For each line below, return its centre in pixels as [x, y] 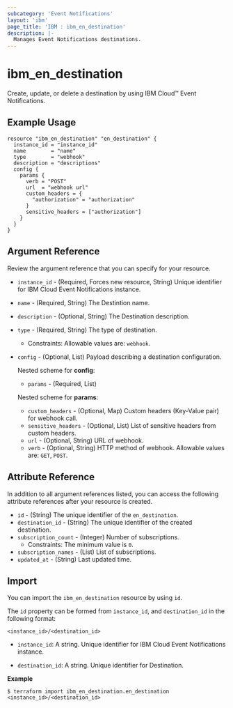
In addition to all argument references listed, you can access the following [113, 494]
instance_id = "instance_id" [56, 145]
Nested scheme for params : [58, 397]
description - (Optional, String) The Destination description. [103, 316]
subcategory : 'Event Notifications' [60, 14]
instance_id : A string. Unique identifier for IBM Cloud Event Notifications [121, 645]
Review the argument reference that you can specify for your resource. [109, 268]
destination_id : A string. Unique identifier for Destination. [101, 665]
